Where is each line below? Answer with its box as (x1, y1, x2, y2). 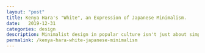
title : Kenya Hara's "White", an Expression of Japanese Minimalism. (6, 15, 187, 21)
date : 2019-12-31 (6, 20, 56, 26)
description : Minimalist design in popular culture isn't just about (6, 32, 187, 38)
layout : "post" (6, 9, 45, 15)
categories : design (6, 26, 56, 32)
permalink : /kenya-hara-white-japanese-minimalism (6, 37, 138, 43)
